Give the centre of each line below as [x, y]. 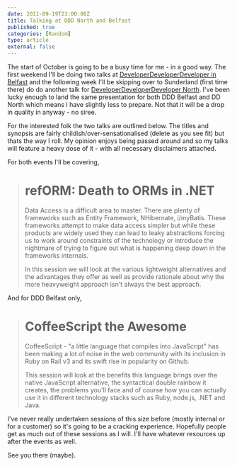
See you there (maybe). [42, 455]
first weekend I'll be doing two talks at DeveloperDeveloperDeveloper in [112, 74]
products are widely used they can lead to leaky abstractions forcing [125, 233]
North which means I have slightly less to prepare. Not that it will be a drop [116, 104]
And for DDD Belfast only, [45, 297]
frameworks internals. [57, 255]
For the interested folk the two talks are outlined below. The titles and [108, 126]
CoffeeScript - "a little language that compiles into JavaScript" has [122, 346]
